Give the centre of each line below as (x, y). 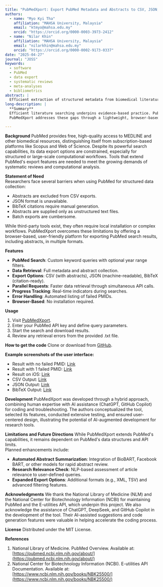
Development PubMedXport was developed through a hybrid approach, (77, 399)
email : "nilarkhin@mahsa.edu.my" (48, 46)
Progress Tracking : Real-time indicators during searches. (70, 291)
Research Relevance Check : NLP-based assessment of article (75, 469)
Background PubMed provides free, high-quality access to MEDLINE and (78, 136)
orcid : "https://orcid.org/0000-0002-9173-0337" (64, 50)
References (17, 538)
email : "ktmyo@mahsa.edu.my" (43, 28)
